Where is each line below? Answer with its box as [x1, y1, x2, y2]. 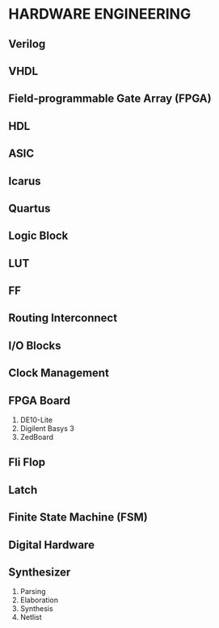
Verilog [8, 37, 46, 51]
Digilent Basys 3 [19, 424, 74, 433]
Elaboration [19, 595, 59, 605]
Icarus [8, 174, 42, 188]
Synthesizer [8, 566, 71, 580]
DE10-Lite [19, 415, 53, 425]
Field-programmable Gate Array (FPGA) [8, 92, 212, 106]
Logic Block [8, 229, 69, 243]
